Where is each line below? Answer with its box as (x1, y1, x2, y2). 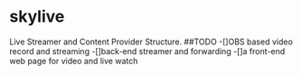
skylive (9, 6, 65, 27)
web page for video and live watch (9, 55, 138, 66)
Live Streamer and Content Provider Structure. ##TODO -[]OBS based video (9, 36, 294, 47)
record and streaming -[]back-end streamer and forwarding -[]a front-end (9, 45, 286, 56)
